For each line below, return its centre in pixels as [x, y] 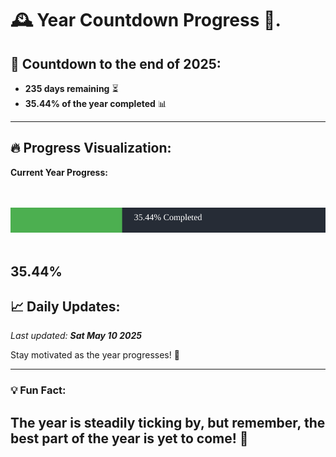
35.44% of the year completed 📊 [95, 103]
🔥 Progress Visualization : [91, 148]
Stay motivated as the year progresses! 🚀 [95, 355]
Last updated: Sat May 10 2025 [76, 336]
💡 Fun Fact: [38, 390]
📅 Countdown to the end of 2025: [116, 63]
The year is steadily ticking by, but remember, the [168, 422]
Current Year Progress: [59, 172]
